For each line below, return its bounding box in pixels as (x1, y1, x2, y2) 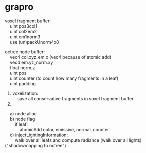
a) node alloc (9, 110, 37, 116)
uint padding (9, 80, 36, 86)
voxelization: (12, 90, 39, 96)
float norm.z (9, 64, 35, 71)
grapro (5, 1, 34, 13)
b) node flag (9, 116, 35, 122)
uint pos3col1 (9, 23, 37, 29)
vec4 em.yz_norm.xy (9, 59, 53, 65)
